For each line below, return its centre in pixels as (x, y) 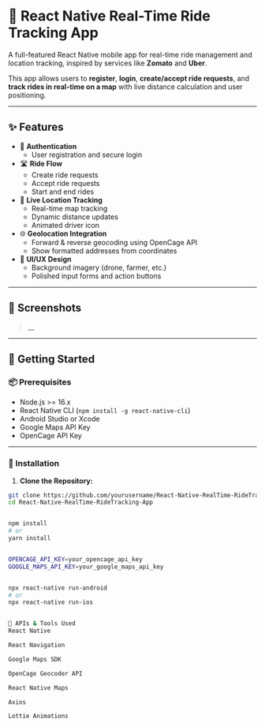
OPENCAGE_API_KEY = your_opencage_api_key (76, 559)
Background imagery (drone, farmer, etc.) (99, 267)
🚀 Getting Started (52, 359)
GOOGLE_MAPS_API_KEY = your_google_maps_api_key (86, 567)
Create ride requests (65, 175)
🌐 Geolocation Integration (63, 233)
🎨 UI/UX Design (46, 259)
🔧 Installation (34, 464)
